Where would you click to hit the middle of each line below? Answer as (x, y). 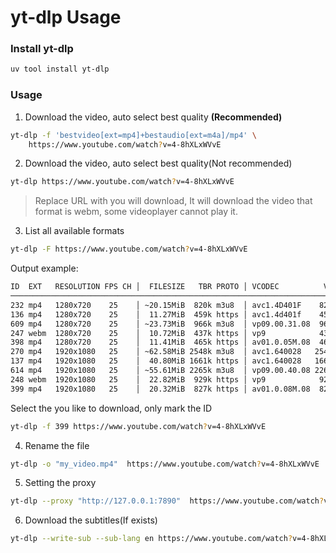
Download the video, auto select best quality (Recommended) (153, 117)
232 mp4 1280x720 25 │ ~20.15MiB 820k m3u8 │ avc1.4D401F (156, 305)
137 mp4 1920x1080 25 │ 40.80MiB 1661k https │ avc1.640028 (156, 361)
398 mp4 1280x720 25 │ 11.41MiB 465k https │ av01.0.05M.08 (160, 342)
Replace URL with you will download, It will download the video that (173, 201)
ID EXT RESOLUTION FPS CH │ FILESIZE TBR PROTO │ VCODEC (145, 287)
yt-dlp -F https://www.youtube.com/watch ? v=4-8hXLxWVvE (129, 249)
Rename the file (57, 445)
